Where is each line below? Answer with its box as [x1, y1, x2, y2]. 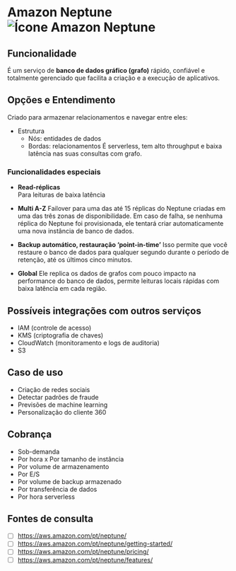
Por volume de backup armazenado [17, 477, 122, 485]
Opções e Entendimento [7, 94, 116, 106]
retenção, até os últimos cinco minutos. [17, 255, 133, 264]
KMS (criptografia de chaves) [17, 330, 104, 340]
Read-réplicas [17, 183, 61, 192]
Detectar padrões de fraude [17, 393, 99, 401]
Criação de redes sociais [17, 385, 90, 393]
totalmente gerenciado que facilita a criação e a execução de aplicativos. [7, 74, 220, 82]
